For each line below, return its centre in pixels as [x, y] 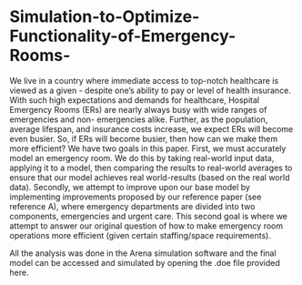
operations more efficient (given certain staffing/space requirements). [140, 235]
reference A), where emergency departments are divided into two [132, 206]
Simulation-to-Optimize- [105, 17]
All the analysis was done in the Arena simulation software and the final [143, 253]
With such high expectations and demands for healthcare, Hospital [135, 100]
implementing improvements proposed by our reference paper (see [136, 197]
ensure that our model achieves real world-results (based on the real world [150, 177]
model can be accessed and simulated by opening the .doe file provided [145, 262]
